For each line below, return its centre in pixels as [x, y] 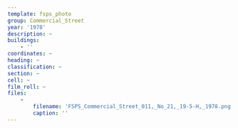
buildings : [24, 41]
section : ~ [24, 73]
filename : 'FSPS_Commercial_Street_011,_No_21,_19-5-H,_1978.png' [134, 107]
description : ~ [30, 34]
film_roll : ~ [27, 87]
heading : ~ [24, 60]
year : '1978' [27, 27]
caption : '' [51, 113]
